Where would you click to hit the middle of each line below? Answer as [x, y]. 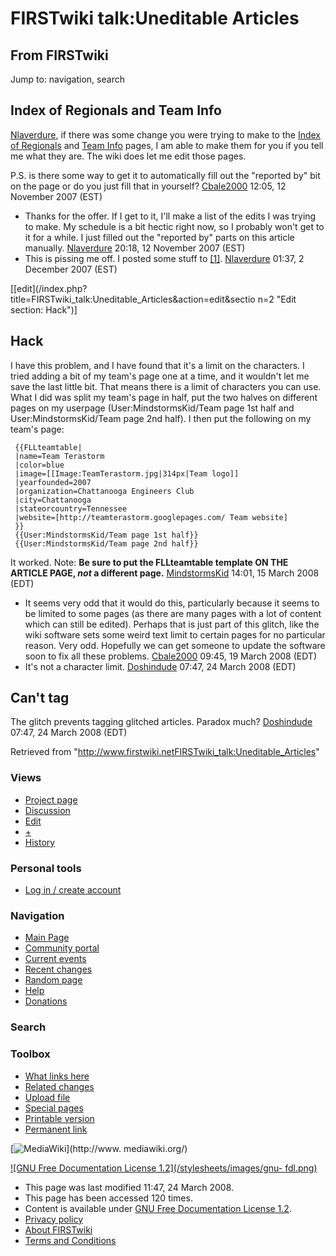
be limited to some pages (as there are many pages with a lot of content [173, 613]
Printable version [59, 1118]
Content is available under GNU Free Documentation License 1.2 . [158, 1208]
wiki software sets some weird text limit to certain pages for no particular [175, 634]
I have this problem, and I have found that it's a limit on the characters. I [157, 365]
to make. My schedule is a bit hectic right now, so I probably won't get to [174, 226]
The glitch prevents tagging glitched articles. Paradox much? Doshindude [161, 722]
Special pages [54, 1108]
